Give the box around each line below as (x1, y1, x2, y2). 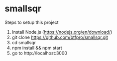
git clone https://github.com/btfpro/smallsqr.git (11, 34, 108, 40)
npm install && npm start (11, 45, 63, 51)
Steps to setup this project (4, 19, 59, 25)
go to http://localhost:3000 (11, 50, 68, 56)
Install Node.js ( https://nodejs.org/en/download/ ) (11, 29, 113, 35)
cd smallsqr (11, 39, 36, 45)
